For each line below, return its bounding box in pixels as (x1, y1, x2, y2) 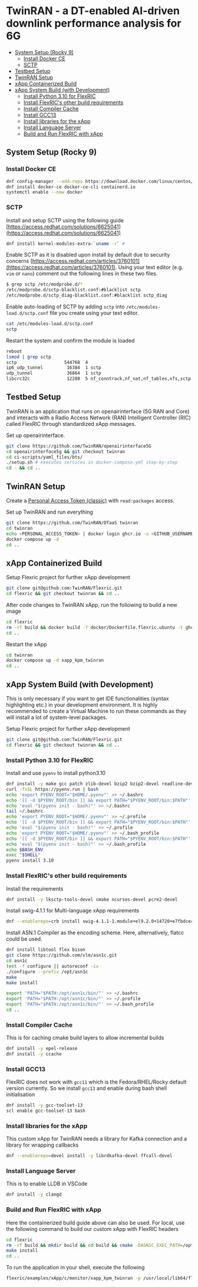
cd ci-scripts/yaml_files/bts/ (6, 454, 83, 460)
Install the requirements (6, 885, 64, 892)
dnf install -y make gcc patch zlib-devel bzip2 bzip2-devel (6, 781, 160, 787)
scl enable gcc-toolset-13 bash (6, 1108, 85, 1114)
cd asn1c (6, 958, 28, 964)
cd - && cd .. (6, 465, 41, 471)
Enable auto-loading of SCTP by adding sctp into (6, 303, 125, 310)
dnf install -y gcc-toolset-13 (6, 1102, 83, 1108)
